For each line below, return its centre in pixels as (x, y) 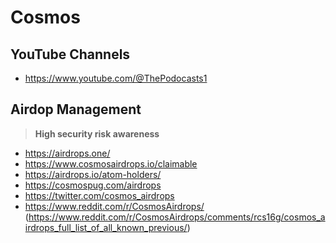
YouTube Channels (70, 54)
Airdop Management (76, 109)
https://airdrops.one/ (67, 153)
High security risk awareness (97, 133)
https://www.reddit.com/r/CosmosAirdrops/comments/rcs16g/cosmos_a (177, 217)
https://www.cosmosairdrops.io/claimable (111, 163)
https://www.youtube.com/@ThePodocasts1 (116, 78)
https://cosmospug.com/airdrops (93, 185)
